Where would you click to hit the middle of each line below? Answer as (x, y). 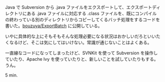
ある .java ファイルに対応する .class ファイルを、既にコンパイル (92, 13)
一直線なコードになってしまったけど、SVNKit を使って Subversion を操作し (82, 53)
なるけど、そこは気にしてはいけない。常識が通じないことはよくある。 (81, 42)
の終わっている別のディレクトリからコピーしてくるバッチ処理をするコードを (83, 20)
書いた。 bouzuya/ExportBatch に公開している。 (54, 26)
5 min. (12, 75)
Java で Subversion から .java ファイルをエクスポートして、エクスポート (79, 7)
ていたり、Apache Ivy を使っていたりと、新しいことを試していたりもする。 (82, 59)
